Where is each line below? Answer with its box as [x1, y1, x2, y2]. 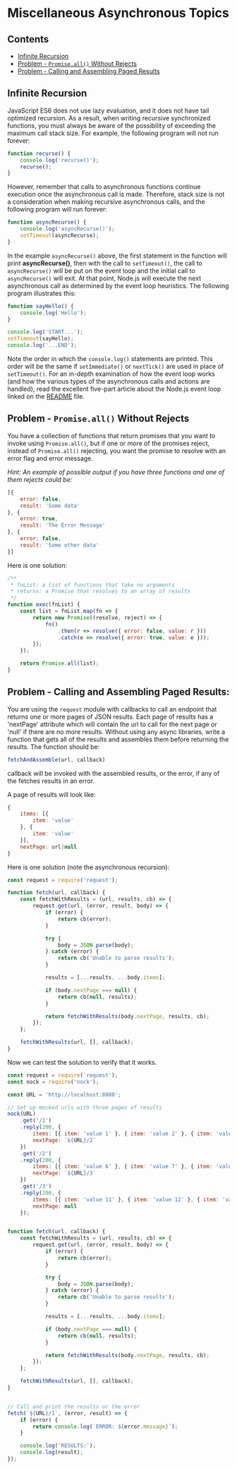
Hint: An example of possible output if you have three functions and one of [7, 467, 225, 476]
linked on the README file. [7, 392, 85, 401]
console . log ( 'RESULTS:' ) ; [20, 1442, 97, 1449]
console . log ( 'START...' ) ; [7, 328, 83, 336]
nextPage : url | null [20, 843, 78, 850]
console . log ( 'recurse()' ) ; [20, 156, 99, 164]
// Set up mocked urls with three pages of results [7, 1104, 162, 1111]
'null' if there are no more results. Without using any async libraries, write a [7, 727, 226, 736]
